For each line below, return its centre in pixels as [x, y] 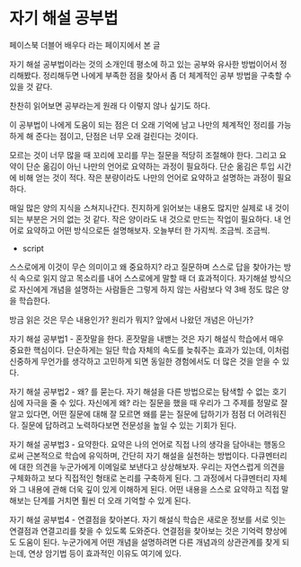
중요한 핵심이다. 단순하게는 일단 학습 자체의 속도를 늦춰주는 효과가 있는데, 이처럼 [150, 350]
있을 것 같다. [31, 86]
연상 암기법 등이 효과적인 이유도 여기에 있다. [105, 553]
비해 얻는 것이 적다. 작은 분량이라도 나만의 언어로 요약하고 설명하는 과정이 [147, 177]
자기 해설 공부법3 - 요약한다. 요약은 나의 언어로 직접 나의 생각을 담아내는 [136, 444]
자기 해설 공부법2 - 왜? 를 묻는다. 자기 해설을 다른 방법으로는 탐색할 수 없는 [140, 391]
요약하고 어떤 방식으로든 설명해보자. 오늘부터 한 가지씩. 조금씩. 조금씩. [148, 230]
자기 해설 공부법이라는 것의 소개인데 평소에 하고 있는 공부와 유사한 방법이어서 [144, 64]
